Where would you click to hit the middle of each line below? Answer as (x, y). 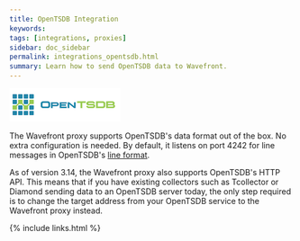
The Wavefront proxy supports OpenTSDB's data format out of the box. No (148, 136)
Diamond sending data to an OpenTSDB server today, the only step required (150, 192)
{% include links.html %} (55, 228)
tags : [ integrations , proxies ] (68, 38)
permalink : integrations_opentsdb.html (84, 57)
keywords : (28, 28)
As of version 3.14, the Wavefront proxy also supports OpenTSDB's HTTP (145, 172)
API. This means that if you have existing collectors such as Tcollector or (144, 182)
